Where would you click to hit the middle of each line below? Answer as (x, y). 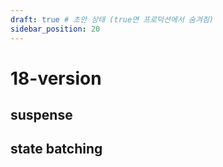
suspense (41, 115)
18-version (56, 78)
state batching (56, 149)
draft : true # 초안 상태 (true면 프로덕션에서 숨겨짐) (112, 19)
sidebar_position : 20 (55, 29)
